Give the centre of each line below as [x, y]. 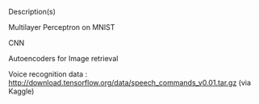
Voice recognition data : [48, 74]
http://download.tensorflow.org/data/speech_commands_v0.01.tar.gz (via [130, 83]
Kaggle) [21, 91]
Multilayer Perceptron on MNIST [62, 27]
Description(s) [32, 12]
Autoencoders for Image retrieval [63, 58]
